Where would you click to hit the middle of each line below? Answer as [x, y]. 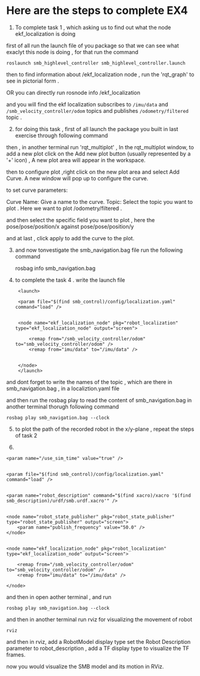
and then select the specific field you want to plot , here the [81, 220]
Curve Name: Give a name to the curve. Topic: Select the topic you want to [99, 201]
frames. [16, 654]
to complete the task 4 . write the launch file [70, 280]
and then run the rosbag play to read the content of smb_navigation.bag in [99, 400]
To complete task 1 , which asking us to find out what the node [93, 27]
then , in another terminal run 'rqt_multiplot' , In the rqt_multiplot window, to [100, 147]
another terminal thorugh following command [63, 407]
